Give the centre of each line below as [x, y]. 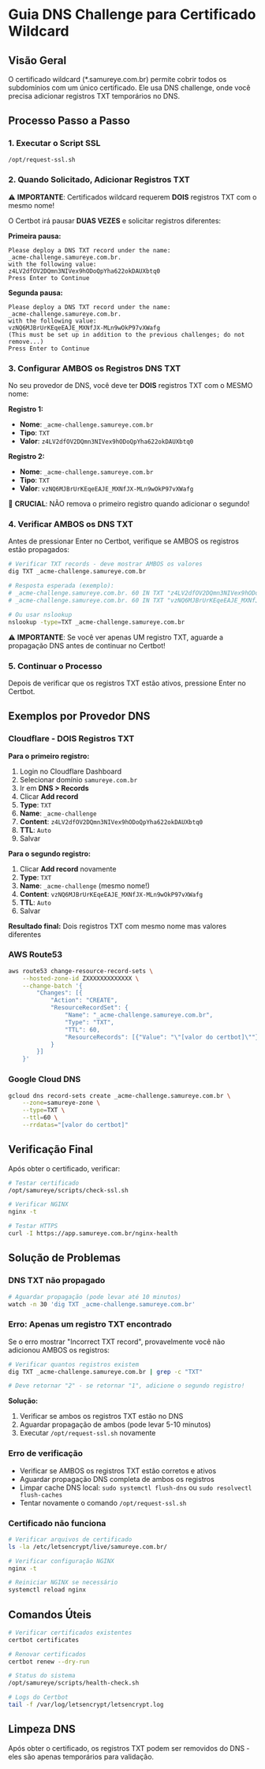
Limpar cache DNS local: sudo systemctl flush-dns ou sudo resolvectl [136, 1487]
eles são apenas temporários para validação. [81, 1756]
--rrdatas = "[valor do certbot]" [75, 1125]
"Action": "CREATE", [84, 1000]
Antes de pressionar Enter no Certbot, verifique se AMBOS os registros [123, 541]
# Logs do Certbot [38, 1697]
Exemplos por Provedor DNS [79, 717]
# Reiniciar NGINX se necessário [63, 1583]
